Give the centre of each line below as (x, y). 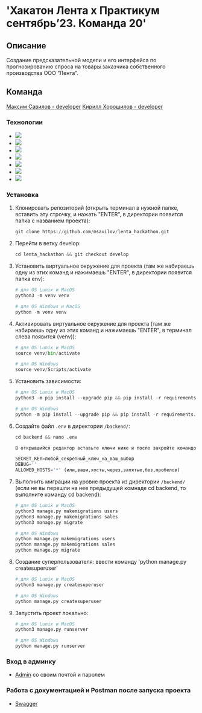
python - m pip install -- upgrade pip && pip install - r (87, 415)
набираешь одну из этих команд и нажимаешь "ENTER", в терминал (103, 330)
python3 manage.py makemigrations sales (66, 517)
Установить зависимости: (48, 381)
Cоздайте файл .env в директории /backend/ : (73, 426)
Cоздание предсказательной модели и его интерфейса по (81, 60)
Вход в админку (31, 661)
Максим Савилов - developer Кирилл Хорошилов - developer (85, 106)
